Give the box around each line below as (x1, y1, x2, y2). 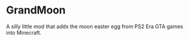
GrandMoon (6, 4, 66, 17)
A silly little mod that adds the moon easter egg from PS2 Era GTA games (6, 23, 184, 30)
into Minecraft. (6, 29, 42, 36)
